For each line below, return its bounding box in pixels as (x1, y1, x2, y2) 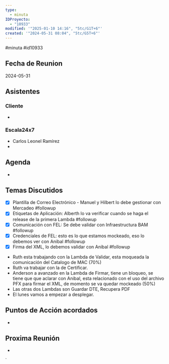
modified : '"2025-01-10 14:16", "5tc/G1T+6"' (5, 26, 102, 31)
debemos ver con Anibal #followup (12, 238, 86, 244)
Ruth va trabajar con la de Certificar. (12, 265, 88, 271)
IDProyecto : (5, 17, 30, 22)
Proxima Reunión (5, 334, 60, 342)
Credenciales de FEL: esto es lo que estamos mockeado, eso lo (12, 233, 145, 239)
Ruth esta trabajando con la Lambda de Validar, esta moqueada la (12, 253, 149, 260)
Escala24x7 (5, 127, 35, 134)
